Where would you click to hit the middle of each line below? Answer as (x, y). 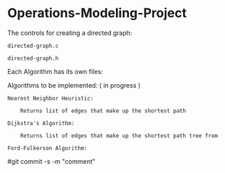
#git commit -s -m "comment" (52, 161)
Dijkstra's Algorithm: (41, 123)
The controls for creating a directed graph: (70, 33)
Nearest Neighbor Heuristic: (51, 98)
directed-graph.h (33, 58)
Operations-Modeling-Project (97, 13)
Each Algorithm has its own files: (55, 71)
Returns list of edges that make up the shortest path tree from (119, 136)
